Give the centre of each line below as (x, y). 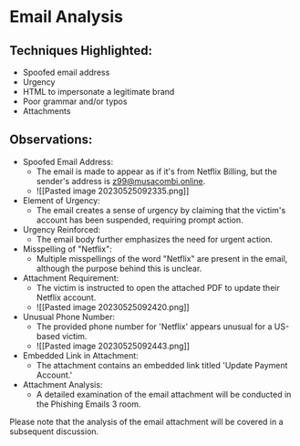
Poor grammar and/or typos (75, 101)
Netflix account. (66, 297)
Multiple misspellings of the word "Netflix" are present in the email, (162, 258)
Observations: (51, 140)
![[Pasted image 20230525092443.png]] (113, 346)
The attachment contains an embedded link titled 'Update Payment (162, 365)
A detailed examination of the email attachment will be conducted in (164, 394)
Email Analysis (66, 17)
